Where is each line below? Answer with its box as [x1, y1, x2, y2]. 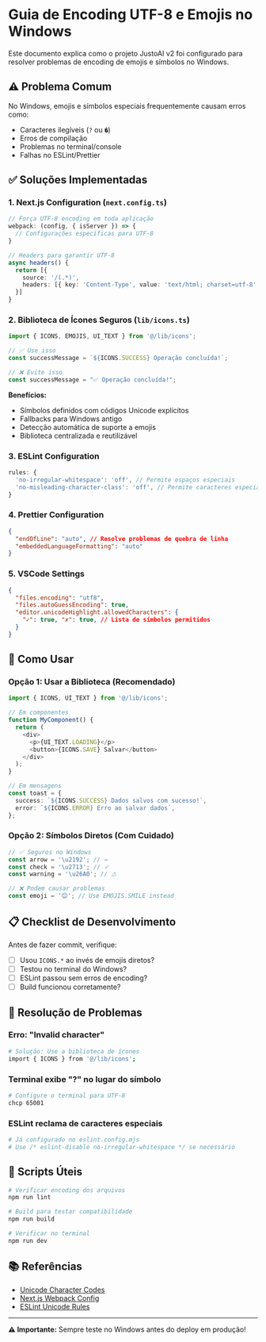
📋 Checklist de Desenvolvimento [8, 914, 177, 929]
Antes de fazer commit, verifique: [8, 940, 117, 949]
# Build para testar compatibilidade [8, 1208, 133, 1216]
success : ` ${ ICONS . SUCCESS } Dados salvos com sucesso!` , [15, 796, 207, 804]
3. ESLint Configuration [8, 451, 100, 462]
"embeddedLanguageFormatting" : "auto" [15, 542, 144, 550]
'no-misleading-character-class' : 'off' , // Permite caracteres [15, 483, 232, 491]
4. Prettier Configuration [8, 509, 104, 520]
